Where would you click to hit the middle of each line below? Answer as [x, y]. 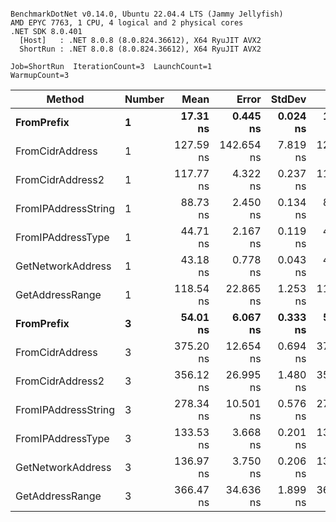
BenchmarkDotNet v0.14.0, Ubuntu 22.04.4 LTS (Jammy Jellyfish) [147, 14]
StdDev [288, 99]
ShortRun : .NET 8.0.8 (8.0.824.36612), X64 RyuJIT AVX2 [140, 49]
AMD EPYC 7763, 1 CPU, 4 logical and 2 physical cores [127, 23]
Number [144, 99]
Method [65, 99]
